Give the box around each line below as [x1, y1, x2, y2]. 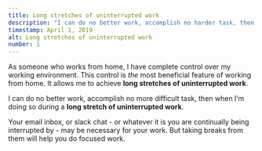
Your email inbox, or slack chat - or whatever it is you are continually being [8, 117, 249, 127]
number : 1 [8, 41, 41, 49]
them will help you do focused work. [8, 134, 126, 143]
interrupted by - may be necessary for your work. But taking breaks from [8, 126, 243, 135]
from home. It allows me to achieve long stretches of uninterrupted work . [8, 79, 249, 88]
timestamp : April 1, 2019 [8, 26, 93, 34]
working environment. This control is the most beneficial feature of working [8, 70, 252, 80]
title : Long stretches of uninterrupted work [8, 11, 159, 20]
